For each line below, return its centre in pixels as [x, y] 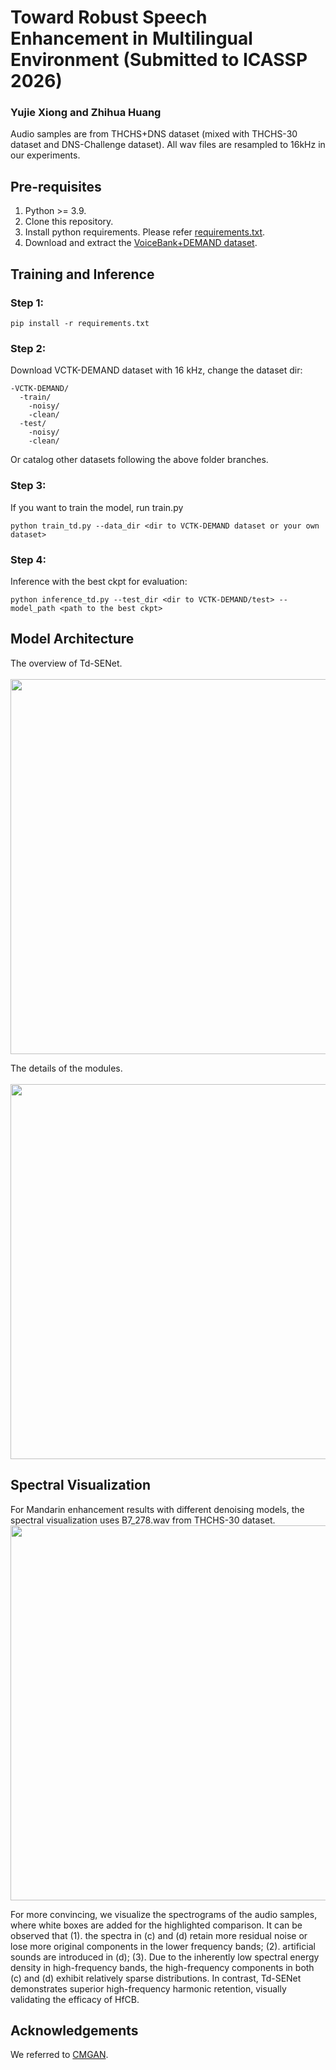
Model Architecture [72, 639]
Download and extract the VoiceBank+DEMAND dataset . [141, 243]
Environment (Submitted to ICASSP [159, 60]
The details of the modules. [66, 1068]
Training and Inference [82, 274]
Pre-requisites [56, 186]
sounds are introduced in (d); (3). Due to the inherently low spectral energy [165, 1957]
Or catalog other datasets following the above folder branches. [139, 460]
